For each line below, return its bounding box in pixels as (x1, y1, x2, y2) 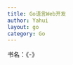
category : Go (7, 30, 46, 37)
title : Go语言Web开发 (7, 10, 67, 18)
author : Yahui (7, 17, 49, 24)
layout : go (7, 23, 39, 30)
